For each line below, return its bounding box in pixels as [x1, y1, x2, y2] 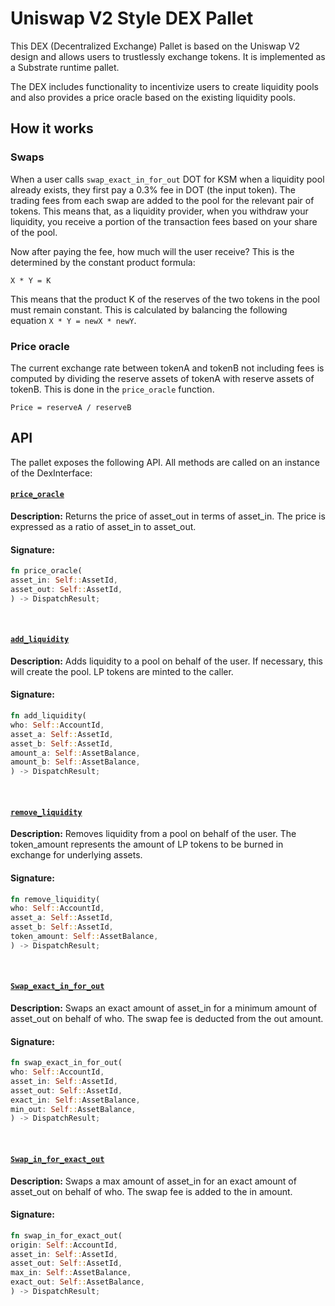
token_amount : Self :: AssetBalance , [10, 932, 159, 942]
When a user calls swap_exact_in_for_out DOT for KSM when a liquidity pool [10, 173, 325, 185]
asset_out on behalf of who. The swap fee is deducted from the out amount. [10, 1013, 324, 1025]
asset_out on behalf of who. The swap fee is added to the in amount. [10, 1185, 293, 1197]
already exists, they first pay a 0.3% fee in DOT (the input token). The [10, 183, 296, 196]
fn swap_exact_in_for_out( [10, 1058, 123, 1068]
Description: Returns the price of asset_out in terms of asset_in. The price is [10, 510, 326, 522]
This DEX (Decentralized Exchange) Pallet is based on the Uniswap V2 [10, 40, 300, 52]
